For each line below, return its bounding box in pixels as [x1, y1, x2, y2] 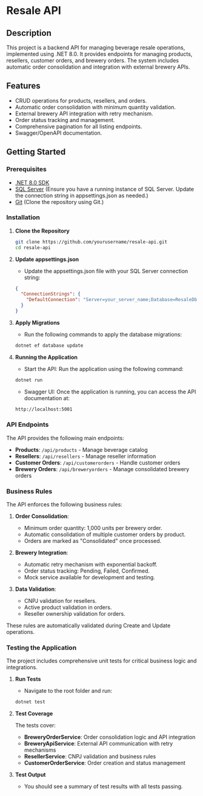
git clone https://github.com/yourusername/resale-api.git [15, 239, 168, 245]
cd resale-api [15, 244, 51, 251]
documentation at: [24, 394, 70, 401]
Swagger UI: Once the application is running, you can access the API [24, 388, 196, 395]
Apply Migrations [15, 319, 60, 326]
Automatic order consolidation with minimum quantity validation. [15, 103, 176, 111]
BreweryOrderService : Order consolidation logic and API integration [24, 733, 196, 741]
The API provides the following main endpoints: [6, 434, 124, 441]
